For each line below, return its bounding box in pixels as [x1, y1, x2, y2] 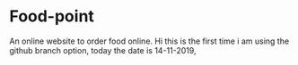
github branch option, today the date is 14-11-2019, [9, 45, 197, 55]
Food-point [9, 6, 94, 27]
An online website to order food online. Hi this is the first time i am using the [9, 36, 290, 46]
